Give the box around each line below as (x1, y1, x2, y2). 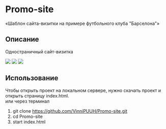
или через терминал (5, 98, 50, 104)
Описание (5, 35, 39, 44)
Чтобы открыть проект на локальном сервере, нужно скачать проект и (5, 87, 161, 93)
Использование (5, 74, 59, 82)
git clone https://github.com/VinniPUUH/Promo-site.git (12, 108, 128, 114)
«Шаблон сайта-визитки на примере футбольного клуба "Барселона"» (5, 20, 160, 26)
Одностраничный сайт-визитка (5, 48, 73, 54)
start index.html (12, 118, 46, 125)
